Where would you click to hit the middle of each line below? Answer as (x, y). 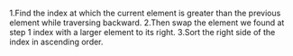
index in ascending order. (56, 42)
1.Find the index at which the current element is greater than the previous (145, 13)
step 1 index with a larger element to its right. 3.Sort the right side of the (142, 32)
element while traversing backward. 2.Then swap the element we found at (147, 23)
